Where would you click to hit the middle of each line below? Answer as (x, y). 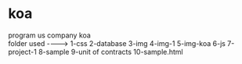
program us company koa (50, 35)
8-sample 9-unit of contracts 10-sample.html (110, 52)
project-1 (22, 52)
